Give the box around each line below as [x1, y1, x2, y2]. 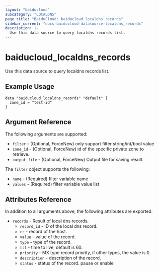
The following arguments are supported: [5, 131, 88, 137]
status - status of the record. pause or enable [19, 260, 114, 266]
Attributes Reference [5, 195, 72, 203]
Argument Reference [5, 118, 72, 127]
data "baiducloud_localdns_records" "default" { [5, 95, 108, 101]
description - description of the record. [19, 255, 101, 261]
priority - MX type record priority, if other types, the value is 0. [19, 250, 151, 256]
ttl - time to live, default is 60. [19, 244, 83, 251]
